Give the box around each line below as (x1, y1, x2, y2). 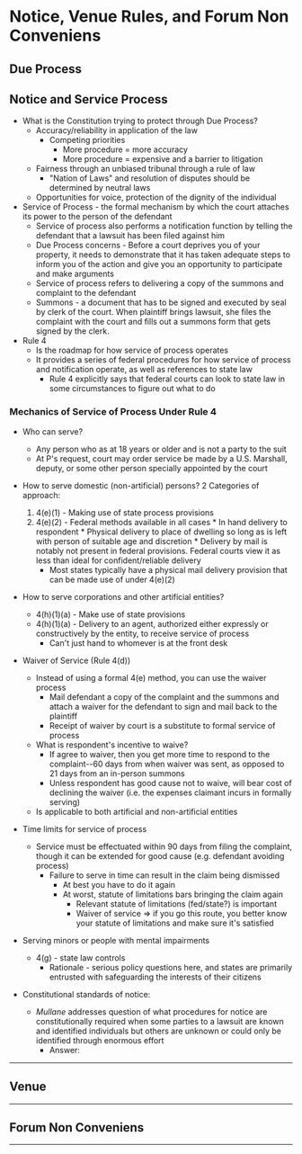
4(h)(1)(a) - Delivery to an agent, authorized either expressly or (35, 618, 269, 629)
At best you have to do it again (62, 879, 176, 890)
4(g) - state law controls (35, 952, 126, 963)
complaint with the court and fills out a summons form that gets (35, 317, 271, 327)
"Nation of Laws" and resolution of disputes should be (49, 173, 250, 183)
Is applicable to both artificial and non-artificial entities (35, 806, 238, 817)
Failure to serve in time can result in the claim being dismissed (49, 870, 280, 881)
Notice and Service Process (9, 92, 168, 107)
